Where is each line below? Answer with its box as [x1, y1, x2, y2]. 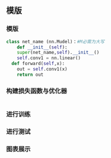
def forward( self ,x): [11, 61, 65, 67]
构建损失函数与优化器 [6, 86, 67, 95]
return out [17, 72, 44, 78]
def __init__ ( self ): [17, 44, 68, 50]
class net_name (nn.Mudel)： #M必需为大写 [6, 38, 105, 44]
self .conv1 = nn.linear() [17, 55, 81, 61]
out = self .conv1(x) [17, 66, 68, 72]
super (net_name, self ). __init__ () [17, 50, 100, 56]
